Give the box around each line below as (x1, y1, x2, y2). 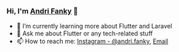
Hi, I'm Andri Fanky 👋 (6, 6, 79, 16)
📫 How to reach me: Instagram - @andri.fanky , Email (16, 37, 169, 46)
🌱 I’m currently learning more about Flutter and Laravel (16, 22, 173, 31)
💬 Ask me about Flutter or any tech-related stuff (16, 29, 153, 37)
